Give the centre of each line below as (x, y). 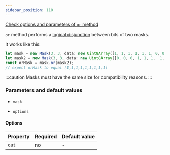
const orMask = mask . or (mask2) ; (39, 63)
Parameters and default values (44, 90)
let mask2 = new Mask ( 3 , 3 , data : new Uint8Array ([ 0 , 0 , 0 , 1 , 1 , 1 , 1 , (85, 58)
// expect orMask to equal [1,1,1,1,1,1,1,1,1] (57, 68)
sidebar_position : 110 (29, 10)
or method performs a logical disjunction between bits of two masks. (77, 34)
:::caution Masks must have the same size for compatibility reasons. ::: (79, 77)
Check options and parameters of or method (52, 24)
